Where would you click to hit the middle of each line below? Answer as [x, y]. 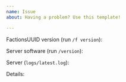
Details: [15, 74]
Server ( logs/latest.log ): [38, 62]
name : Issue [21, 12]
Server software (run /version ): [45, 51]
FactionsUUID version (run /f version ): [54, 39]
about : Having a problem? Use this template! [63, 17]
